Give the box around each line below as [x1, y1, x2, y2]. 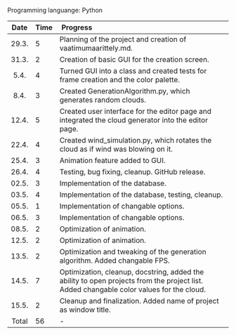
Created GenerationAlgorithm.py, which [59, 86, 190, 96]
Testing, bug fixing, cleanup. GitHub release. [59, 167, 206, 176]
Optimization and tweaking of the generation [59, 247, 206, 256]
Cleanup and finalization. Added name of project [59, 296, 219, 306]
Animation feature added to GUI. [59, 156, 166, 165]
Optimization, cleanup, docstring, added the [59, 267, 204, 277]
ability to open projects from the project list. [59, 276, 204, 285]
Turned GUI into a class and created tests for [59, 66, 207, 76]
